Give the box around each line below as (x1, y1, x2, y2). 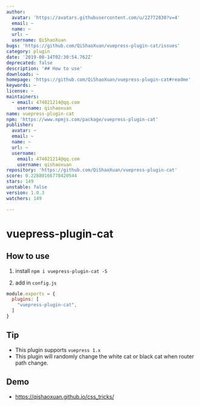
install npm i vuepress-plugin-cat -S (15, 267, 108, 274)
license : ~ (6, 88, 34, 94)
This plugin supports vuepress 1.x (15, 346, 101, 353)
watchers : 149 (6, 195, 42, 201)
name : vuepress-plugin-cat (6, 111, 75, 117)
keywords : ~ (6, 83, 36, 89)
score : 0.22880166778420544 (6, 173, 78, 179)
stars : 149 (6, 179, 34, 185)
